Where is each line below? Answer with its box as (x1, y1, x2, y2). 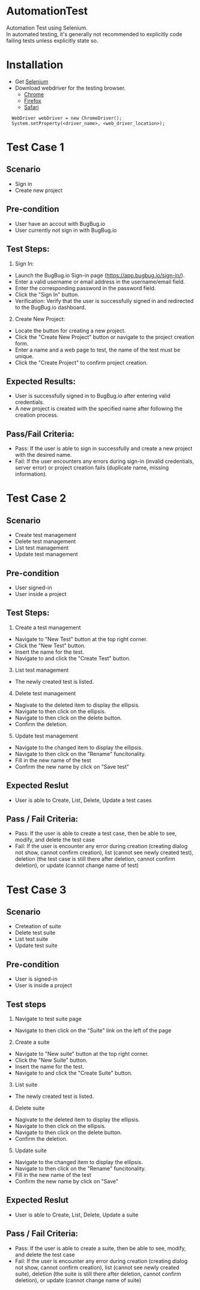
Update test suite (14, 942, 58, 949)
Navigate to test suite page (14, 1016, 82, 1022)
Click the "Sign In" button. (14, 291, 80, 298)
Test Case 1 (6, 140, 64, 154)
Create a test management (14, 624, 81, 631)
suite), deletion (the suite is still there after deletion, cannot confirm (14, 1270, 181, 1277)
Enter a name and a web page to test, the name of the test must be (14, 346, 181, 353)
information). (14, 471, 47, 478)
